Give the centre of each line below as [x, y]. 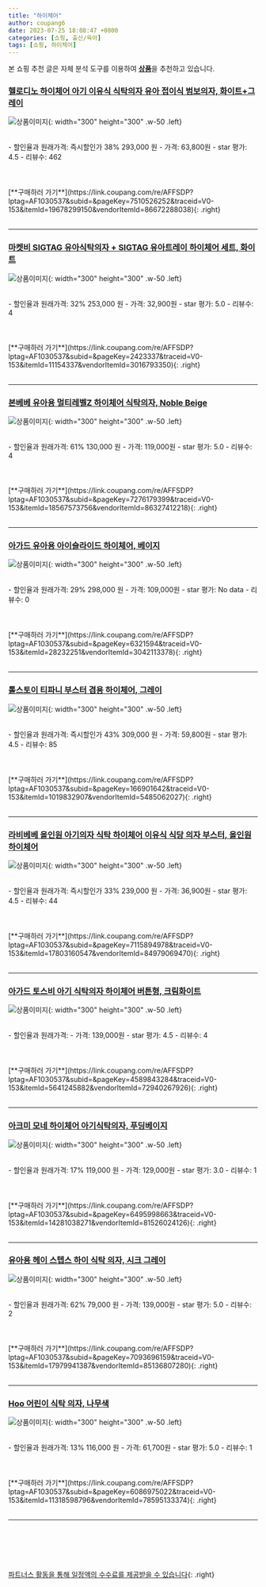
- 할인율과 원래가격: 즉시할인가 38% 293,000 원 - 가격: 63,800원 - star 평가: [128, 147]
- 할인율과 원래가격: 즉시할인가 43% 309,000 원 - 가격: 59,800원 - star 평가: [128, 734]
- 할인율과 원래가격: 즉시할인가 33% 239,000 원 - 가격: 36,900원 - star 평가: [128, 891]
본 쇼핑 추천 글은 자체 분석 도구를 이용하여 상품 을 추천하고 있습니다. [112, 69]
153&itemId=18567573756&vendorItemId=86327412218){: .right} [113, 508]
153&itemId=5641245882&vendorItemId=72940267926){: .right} [113, 1088]
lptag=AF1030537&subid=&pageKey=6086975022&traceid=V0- [112, 1492]
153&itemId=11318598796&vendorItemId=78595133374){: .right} [112, 1500]
